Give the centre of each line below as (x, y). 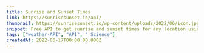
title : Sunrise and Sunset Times (49, 12)
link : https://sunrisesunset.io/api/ (54, 18)
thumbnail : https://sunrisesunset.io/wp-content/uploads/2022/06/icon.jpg (103, 23)
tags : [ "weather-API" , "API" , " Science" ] (61, 35)
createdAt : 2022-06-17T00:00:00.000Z (54, 40)
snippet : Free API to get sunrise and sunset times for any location (96, 29)
